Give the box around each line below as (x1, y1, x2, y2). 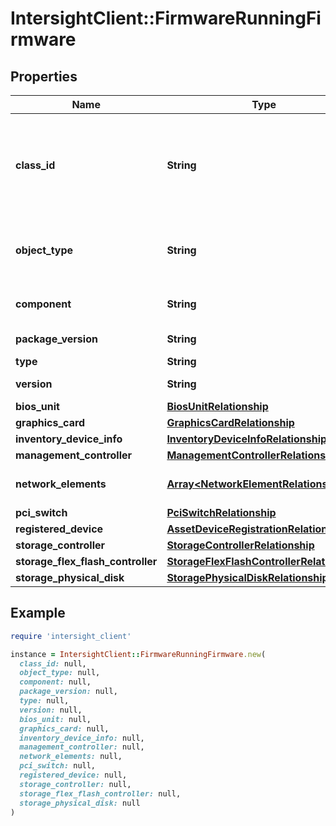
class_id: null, (19, 658, 87, 669)
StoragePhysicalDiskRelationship (166, 571, 329, 584)
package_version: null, (19, 687, 118, 697)
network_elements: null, (19, 752, 123, 762)
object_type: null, (19, 668, 101, 678)
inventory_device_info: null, (19, 733, 145, 743)
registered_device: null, (19, 770, 128, 781)
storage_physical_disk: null (19, 798, 141, 808)
